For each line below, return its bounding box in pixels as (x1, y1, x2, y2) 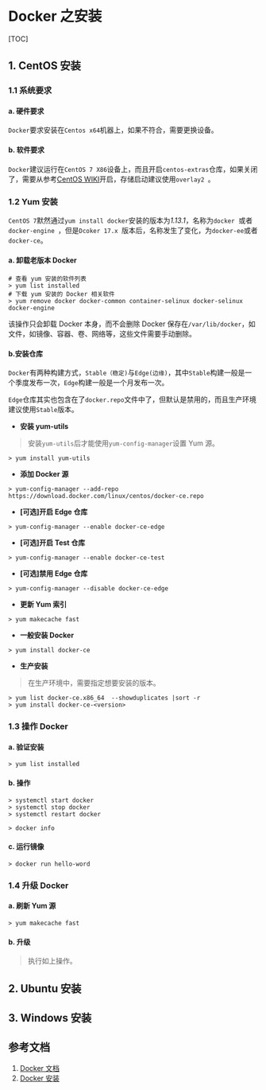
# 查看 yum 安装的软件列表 (8, 275, 87, 283)
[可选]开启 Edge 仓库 (19, 507, 88, 517)
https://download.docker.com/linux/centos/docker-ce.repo (8, 492, 204, 500)
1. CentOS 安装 (8, 59, 82, 72)
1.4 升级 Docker (8, 880, 69, 891)
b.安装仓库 (8, 348, 44, 358)
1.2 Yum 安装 (8, 196, 58, 207)
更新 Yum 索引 (19, 600, 67, 609)
